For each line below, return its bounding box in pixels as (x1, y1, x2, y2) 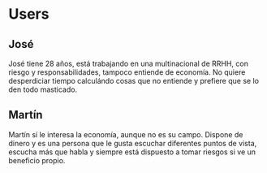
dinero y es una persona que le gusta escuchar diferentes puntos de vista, (8, 138, 257, 148)
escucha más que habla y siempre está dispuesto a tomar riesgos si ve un (8, 147, 256, 157)
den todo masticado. (8, 84, 78, 94)
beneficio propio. (8, 155, 66, 165)
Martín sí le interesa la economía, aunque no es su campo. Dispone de (8, 129, 243, 139)
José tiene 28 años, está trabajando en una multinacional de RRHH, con (8, 58, 249, 68)
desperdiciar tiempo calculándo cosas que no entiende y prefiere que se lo (8, 76, 260, 85)
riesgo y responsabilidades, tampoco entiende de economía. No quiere (8, 67, 246, 77)
